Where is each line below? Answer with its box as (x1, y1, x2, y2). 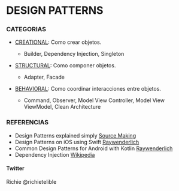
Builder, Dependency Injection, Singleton (23, 50, 125, 58)
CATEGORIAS (6, 25, 47, 34)
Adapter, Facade (23, 73, 65, 81)
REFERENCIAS (6, 118, 49, 127)
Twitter (6, 165, 25, 172)
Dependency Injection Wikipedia (14, 151, 95, 158)
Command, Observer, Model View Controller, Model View (23, 97, 165, 104)
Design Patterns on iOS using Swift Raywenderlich (14, 138, 139, 145)
